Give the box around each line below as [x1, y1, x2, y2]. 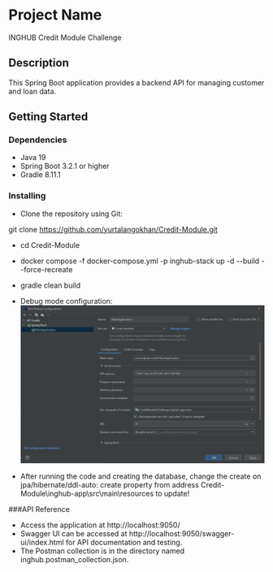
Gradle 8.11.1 [19, 170, 61, 180]
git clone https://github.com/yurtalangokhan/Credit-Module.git [8, 224, 218, 234]
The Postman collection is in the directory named [19, 546, 185, 556]
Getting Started [8, 110, 89, 123]
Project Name [8, 6, 102, 24]
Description [8, 56, 69, 70]
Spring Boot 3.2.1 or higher [19, 161, 110, 171]
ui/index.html [19, 537, 64, 547]
